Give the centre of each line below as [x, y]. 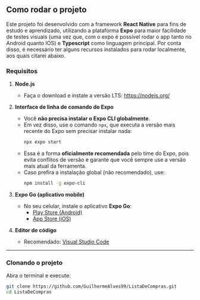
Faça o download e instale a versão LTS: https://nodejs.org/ [97, 96]
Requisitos [22, 71]
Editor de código [35, 230]
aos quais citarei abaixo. [36, 55]
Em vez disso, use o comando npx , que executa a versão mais [99, 125]
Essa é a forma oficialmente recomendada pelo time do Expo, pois [106, 153]
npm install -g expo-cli [54, 183]
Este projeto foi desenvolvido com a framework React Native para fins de [96, 24]
